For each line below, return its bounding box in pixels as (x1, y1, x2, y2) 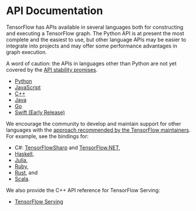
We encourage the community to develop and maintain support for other (6, 120, 181, 127)
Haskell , (14, 150, 34, 157)
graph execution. (6, 48, 47, 55)
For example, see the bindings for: (6, 132, 89, 139)
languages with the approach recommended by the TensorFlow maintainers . (6, 126, 191, 133)
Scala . (14, 175, 31, 182)
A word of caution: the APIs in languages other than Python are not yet (6, 60, 177, 67)
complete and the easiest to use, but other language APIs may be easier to (6, 36, 187, 43)
